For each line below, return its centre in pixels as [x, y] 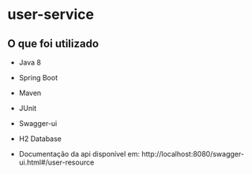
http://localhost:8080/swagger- [192, 154]
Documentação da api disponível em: [79, 154]
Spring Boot [38, 78]
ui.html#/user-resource [56, 162]
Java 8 [30, 62]
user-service [51, 15]
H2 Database [40, 139]
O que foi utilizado [53, 44]
